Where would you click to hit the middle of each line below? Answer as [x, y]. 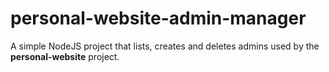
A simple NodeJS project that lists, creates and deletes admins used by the [165, 46]
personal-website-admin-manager [158, 18]
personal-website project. [65, 56]
